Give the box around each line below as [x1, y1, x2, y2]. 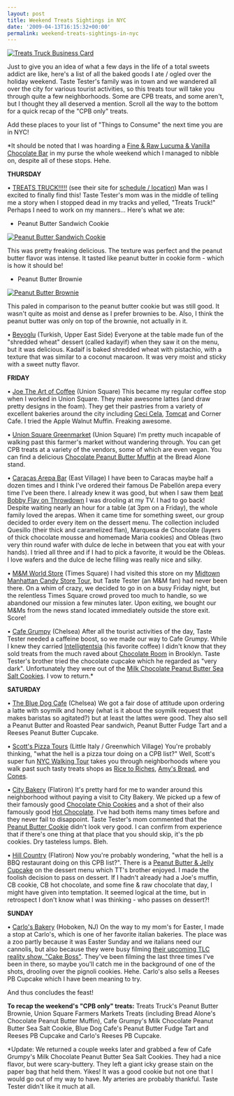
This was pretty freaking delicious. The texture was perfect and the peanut [7, 246, 223, 255]
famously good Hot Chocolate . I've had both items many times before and [7, 808, 220, 816]
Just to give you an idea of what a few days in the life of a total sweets [7, 62, 210, 71]
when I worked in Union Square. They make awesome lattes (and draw [7, 394, 211, 403]
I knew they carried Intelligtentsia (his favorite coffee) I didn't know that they [7, 642, 227, 650]
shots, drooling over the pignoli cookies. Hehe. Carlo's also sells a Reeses [7, 967, 220, 976]
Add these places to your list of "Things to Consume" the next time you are [7, 120, 224, 129]
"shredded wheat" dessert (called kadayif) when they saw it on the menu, [7, 338, 220, 346]
